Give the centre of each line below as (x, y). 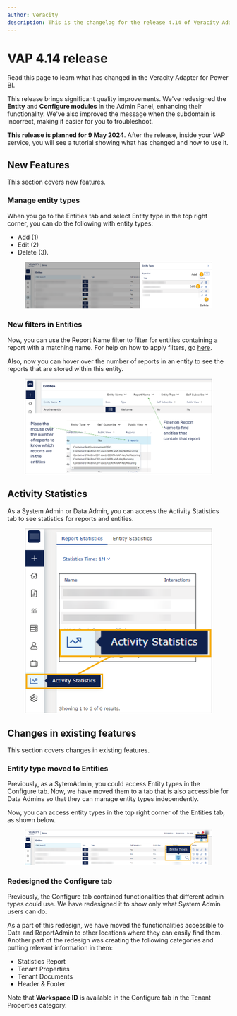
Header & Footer (41, 983)
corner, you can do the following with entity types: (80, 223)
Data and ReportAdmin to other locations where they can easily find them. (115, 933)
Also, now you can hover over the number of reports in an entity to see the (116, 361)
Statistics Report (41, 961)
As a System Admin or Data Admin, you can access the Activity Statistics (113, 511)
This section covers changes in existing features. (79, 750)
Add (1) (28, 237)
